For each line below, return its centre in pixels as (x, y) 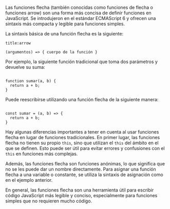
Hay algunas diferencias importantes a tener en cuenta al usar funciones (82, 132)
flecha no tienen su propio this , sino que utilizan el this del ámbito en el (82, 143)
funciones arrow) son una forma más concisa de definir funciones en (78, 13)
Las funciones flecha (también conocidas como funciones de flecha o (79, 7)
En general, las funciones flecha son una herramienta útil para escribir (80, 190)
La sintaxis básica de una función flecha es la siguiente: (64, 34)
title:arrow (18, 43)
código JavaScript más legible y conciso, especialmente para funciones (81, 195)
